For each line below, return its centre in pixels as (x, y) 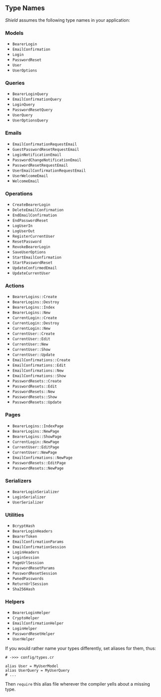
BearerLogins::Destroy (36, 302)
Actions (15, 286)
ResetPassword (27, 242)
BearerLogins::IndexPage (38, 426)
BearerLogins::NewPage (36, 431)
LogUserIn (23, 226)
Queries (15, 83)
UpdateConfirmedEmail (34, 268)
